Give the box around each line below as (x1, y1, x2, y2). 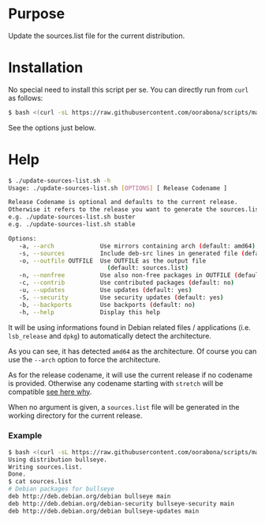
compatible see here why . (8, 387, 92, 396)
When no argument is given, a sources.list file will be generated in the (8, 402, 240, 411)
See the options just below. (8, 123, 96, 132)
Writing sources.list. (8, 463, 83, 471)
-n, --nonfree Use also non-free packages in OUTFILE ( (18, 271, 238, 279)
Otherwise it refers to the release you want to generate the (8, 206, 217, 214)
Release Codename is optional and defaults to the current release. (8, 199, 238, 207)
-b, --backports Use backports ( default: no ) (18, 301, 196, 309)
